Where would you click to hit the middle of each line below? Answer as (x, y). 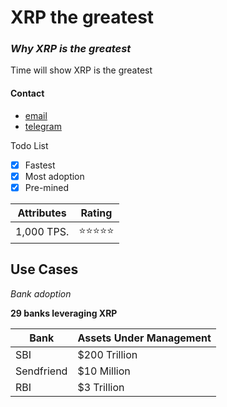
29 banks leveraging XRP (64, 313)
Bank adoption (41, 293)
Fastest (40, 165)
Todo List (29, 145)
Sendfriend (41, 371)
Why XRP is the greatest (71, 49)
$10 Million (104, 371)
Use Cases (44, 269)
